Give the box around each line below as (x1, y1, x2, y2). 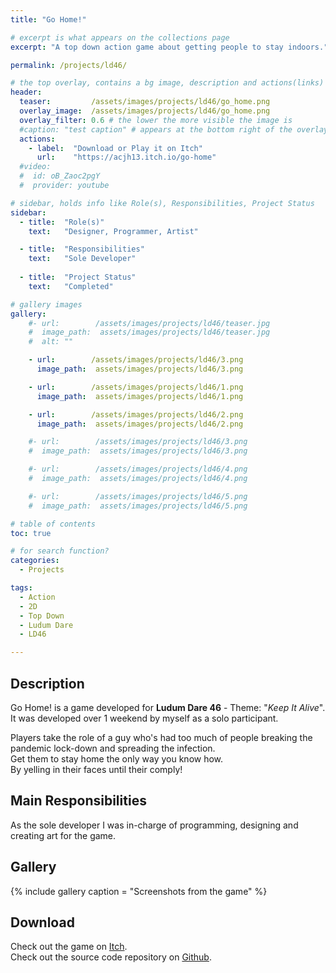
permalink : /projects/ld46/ (10, 60, 128, 70)
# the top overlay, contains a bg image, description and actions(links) (10, 78, 325, 88)
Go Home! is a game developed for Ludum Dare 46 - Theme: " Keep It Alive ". (10, 701, 326, 713)
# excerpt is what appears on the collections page (10, 32, 230, 43)
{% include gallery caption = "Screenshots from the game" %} (10, 885, 268, 897)
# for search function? (10, 546, 110, 556)
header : (10, 87, 43, 98)
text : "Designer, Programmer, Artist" (28, 226, 199, 236)
